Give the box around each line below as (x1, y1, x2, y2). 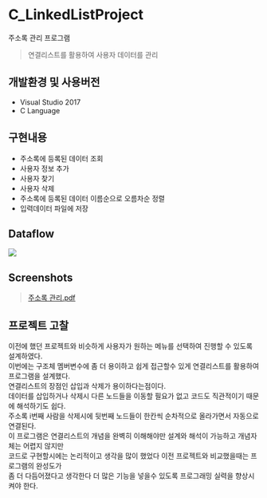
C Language (19, 105, 61, 115)
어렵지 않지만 (22, 441, 64, 450)
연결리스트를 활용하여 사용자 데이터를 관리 (27, 49, 159, 59)
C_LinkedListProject (8, 6, 144, 24)
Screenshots (8, 271, 73, 284)
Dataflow (8, 227, 54, 240)
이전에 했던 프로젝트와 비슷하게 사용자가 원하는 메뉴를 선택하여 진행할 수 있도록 (8, 342, 253, 350)
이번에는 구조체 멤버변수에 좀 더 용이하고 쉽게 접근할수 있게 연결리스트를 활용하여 (8, 362, 260, 370)
